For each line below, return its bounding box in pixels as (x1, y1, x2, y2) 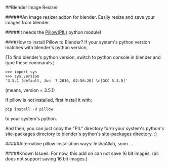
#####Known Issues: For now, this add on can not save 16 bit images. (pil (5, 150, 159, 156)
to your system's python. (5, 116, 57, 121)
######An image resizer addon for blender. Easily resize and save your (5, 14, 155, 20)
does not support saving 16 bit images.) (5, 156, 88, 161)
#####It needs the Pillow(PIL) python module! (5, 29, 101, 35)
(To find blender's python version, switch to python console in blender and (5, 54, 161, 60)
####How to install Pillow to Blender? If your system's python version (5, 39, 150, 45)
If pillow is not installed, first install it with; (5, 97, 92, 103)
